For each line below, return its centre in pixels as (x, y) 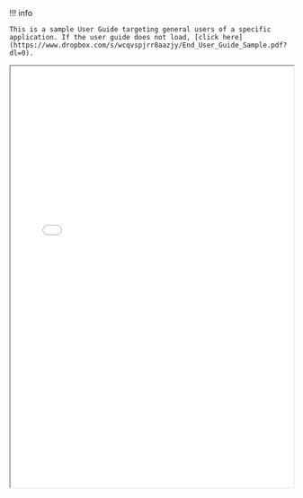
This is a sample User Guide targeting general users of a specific (140, 30)
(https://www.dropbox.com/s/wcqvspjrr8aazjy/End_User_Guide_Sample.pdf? (148, 45)
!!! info (21, 13)
